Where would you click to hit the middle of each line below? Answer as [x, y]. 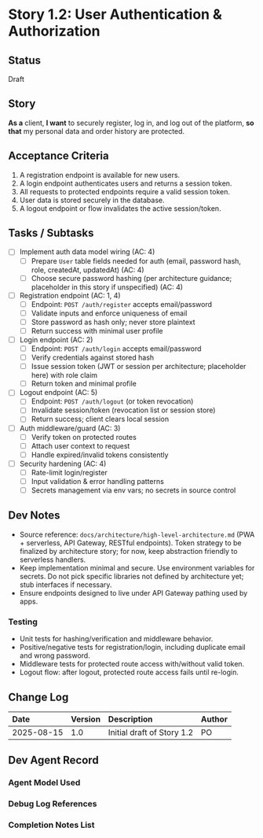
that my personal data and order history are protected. [97, 131]
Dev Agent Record [54, 760]
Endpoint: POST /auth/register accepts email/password [122, 304]
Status [25, 60]
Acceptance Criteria [58, 156]
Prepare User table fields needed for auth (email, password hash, [136, 260]
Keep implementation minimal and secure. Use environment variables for [137, 567]
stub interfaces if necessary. [66, 585]
